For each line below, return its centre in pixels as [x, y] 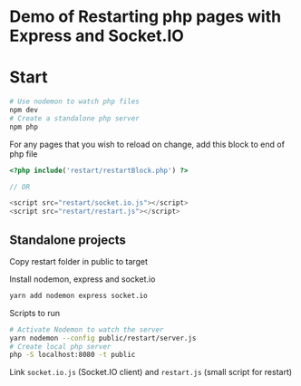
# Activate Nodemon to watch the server [87, 329]
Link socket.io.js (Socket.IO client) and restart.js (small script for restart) [151, 372]
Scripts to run [35, 313]
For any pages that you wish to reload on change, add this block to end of [147, 144]
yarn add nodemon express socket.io [78, 295]
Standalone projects [68, 240]
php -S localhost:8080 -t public [73, 355]
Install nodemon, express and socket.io [83, 279]
